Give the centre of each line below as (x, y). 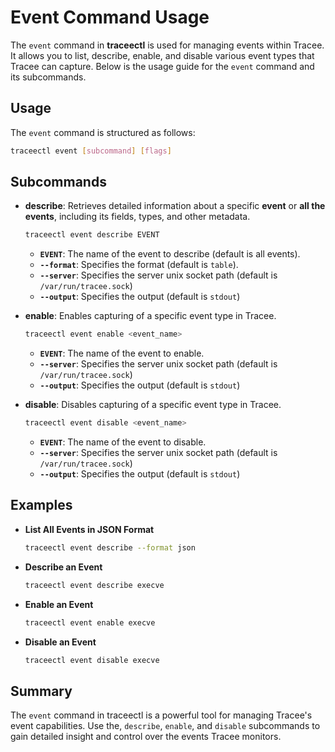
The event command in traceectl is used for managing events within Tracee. (167, 45)
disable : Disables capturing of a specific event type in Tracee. (153, 405)
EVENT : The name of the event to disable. (123, 442)
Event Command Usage (110, 17)
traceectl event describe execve (94, 585)
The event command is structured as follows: (103, 132)
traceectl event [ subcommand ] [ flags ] (91, 151)
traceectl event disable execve (92, 660)
